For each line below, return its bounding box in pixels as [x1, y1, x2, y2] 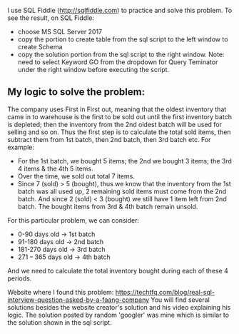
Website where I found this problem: [7, 288, 114, 296]
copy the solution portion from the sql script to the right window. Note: [17, 50, 225, 59]
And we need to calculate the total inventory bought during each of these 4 [7, 266, 228, 275]
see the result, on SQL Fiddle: [7, 14, 95, 22]
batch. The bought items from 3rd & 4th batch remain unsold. [17, 202, 198, 211]
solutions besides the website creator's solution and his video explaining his [7, 303, 231, 311]
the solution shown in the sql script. [7, 318, 112, 327]
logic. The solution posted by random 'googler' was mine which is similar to [7, 310, 230, 319]
